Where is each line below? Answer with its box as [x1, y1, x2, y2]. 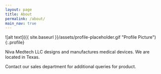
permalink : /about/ [5, 16, 46, 21]
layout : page [5, 7, 32, 12]
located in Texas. [5, 54, 40, 60]
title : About [5, 12, 32, 17]
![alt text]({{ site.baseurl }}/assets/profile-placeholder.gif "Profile [5, 34, 137, 40]
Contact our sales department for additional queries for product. [5, 64, 136, 70]
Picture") [138, 34, 156, 40]
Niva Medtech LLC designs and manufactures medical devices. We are [5, 49, 150, 55]
